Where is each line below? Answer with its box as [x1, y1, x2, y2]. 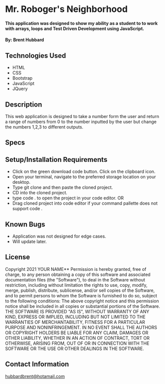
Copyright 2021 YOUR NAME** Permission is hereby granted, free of [5, 266, 147, 272]
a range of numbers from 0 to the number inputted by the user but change [5, 119, 157, 125]
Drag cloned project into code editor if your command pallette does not [12, 200, 158, 206]
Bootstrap [12, 75, 33, 81]
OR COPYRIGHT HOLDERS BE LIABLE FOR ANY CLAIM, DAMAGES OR [5, 330, 149, 336]
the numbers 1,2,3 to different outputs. [5, 124, 83, 130]
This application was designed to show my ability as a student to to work [5, 20, 158, 26]
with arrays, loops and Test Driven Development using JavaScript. [5, 25, 145, 31]
